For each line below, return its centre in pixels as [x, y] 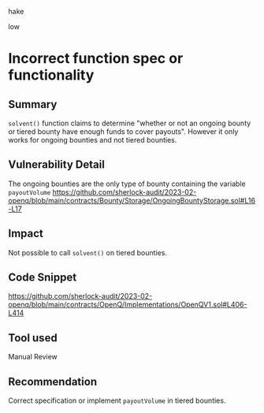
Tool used [33, 338]
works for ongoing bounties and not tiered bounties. [93, 140]
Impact [26, 234]
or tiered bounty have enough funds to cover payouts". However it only [123, 132]
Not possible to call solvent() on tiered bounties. [88, 252]
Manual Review [33, 357]
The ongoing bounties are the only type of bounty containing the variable [127, 184]
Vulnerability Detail [56, 165]
